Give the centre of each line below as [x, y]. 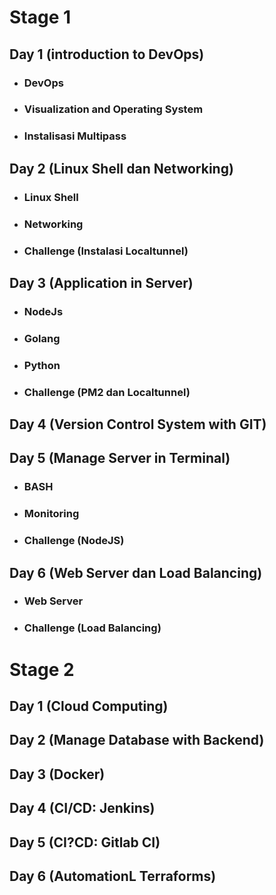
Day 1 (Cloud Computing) [89, 706]
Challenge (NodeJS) [74, 541]
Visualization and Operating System [113, 109]
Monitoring [51, 514]
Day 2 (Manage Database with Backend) [137, 740]
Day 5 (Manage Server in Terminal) [120, 458]
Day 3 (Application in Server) [101, 282]
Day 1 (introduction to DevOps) [107, 54]
